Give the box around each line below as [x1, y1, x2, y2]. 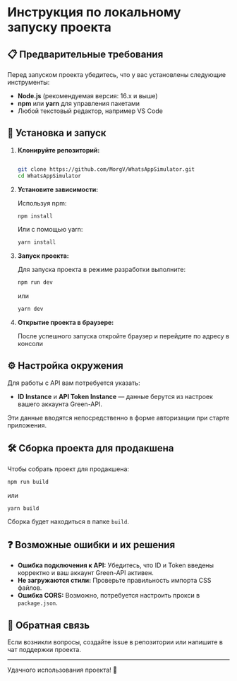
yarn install [17, 239, 56, 246]
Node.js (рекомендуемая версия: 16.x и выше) [17, 92, 158, 100]
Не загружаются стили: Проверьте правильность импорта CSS [17, 576, 212, 585]
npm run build [7, 478, 49, 485]
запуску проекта [7, 19, 111, 35]
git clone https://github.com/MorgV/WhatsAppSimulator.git [17, 165, 195, 173]
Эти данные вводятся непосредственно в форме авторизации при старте [7, 413, 230, 422]
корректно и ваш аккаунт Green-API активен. [17, 569, 154, 577]
